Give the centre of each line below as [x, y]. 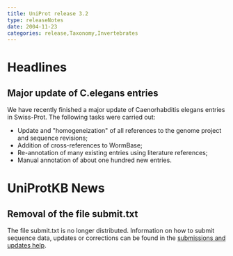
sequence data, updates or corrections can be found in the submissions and [116, 238]
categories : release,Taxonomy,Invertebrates [73, 33]
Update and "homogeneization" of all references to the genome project [119, 131]
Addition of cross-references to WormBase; [80, 145]
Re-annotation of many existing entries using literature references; [112, 153]
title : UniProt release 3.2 [48, 14]
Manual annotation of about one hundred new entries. [94, 160]
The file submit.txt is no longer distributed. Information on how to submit [111, 231]
